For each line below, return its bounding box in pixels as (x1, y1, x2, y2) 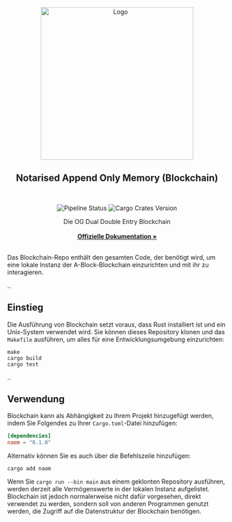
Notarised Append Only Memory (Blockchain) (16, 172, 218, 184)
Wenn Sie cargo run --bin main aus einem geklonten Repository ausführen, (7, 477, 225, 486)
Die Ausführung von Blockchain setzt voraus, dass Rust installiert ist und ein (7, 320, 226, 329)
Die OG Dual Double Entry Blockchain (63, 217, 171, 225)
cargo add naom (7, 465, 52, 472)
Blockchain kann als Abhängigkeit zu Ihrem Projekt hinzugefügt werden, (7, 412, 214, 420)
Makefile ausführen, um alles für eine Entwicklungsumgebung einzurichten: (7, 335, 224, 343)
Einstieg (7, 301, 44, 313)
